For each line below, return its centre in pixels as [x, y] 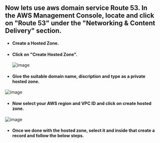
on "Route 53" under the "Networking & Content [80, 23]
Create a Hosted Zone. [36, 43]
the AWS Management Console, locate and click [80, 16]
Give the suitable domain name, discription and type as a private [79, 76]
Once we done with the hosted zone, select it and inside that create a [83, 130]
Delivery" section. [33, 31]
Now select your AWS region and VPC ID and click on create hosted [82, 103]
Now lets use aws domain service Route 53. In [76, 8]
